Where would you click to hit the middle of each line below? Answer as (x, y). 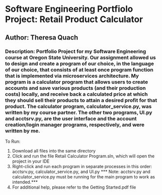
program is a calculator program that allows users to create (77, 82)
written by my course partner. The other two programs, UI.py (79, 112)
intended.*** (25, 182)
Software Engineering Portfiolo (69, 9)
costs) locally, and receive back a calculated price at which (76, 94)
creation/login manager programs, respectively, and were (75, 125)
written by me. (23, 130)
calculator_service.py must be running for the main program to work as (83, 176)
